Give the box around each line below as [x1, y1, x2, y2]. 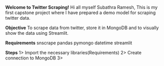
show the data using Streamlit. [5, 30, 69, 36]
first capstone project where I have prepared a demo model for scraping [5, 10, 156, 16]
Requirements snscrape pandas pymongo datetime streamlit [5, 40, 133, 46]
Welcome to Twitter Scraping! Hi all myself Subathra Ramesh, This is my [5, 5, 158, 10]
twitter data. [5, 15, 31, 21]
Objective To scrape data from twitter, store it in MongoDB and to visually [5, 25, 159, 31]
